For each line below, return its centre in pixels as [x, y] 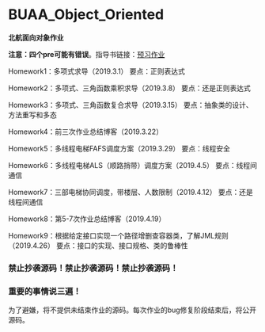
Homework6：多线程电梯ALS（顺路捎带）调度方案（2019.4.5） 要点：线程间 [133, 165]
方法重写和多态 [32, 114]
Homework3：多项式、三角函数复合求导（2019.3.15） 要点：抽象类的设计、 [131, 105]
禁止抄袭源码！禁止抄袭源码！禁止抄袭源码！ [93, 268]
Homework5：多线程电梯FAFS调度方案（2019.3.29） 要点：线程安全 [119, 148]
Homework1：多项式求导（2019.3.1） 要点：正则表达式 [97, 71]
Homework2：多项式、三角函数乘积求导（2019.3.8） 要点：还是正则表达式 [129, 88]
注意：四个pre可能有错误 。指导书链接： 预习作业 [87, 54]
